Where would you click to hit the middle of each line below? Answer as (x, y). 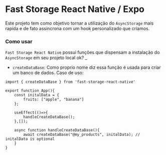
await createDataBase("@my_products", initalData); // (82, 135)
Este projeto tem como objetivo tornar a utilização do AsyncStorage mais (79, 23)
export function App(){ (30, 91)
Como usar (19, 41)
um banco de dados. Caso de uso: (48, 73)
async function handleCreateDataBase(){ (57, 130)
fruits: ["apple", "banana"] (54, 100)
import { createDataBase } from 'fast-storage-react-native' (70, 82)
